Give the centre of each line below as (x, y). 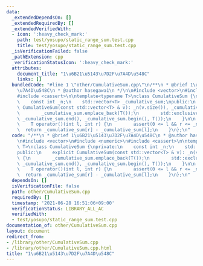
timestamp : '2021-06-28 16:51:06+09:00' (63, 203)
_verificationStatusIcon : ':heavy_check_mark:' (73, 62)
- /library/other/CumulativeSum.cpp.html (59, 248)
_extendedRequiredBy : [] (43, 23)
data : (13, 12)
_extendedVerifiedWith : (41, 29)
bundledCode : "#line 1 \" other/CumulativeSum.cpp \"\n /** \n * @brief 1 (102, 85)
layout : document (28, 231)
